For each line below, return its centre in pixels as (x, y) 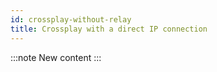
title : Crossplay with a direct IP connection (109, 29)
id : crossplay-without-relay (71, 19)
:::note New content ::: (56, 57)
